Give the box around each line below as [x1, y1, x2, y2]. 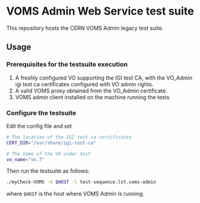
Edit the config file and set [6, 122, 72, 129]
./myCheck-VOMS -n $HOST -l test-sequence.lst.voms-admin [6, 179, 156, 185]
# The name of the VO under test [6, 151, 91, 157]
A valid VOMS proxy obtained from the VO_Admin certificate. [15, 87, 168, 94]
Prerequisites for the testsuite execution [6, 60, 128, 69]
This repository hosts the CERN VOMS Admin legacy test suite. [6, 24, 164, 32]
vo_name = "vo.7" [6, 156, 45, 162]
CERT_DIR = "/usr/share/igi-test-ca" [6, 140, 97, 146]
